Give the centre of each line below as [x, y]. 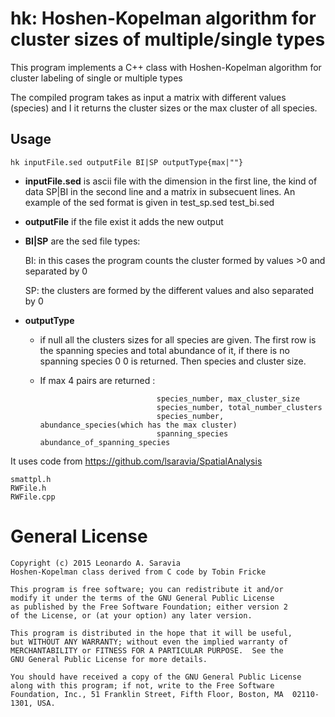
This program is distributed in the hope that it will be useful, [151, 633]
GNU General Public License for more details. [109, 659]
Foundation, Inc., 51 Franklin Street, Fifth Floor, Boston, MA [147, 694]
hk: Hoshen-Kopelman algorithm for [163, 18]
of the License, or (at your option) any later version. [131, 615]
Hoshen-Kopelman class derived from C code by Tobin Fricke [138, 572]
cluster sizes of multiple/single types [168, 39]
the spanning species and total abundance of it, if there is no [164, 350]
